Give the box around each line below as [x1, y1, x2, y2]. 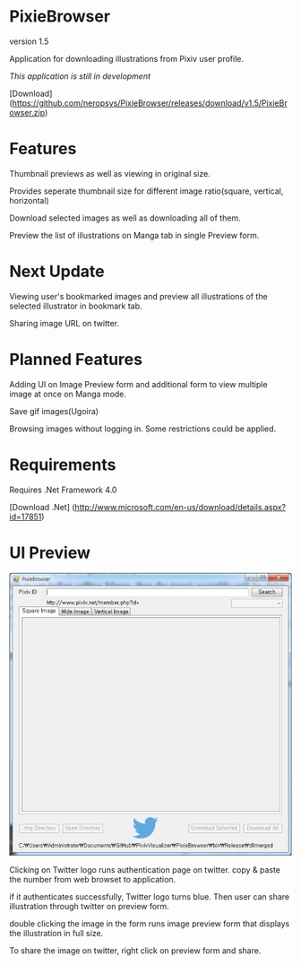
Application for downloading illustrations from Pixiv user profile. [9, 53, 245, 64]
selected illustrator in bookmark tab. [9, 300, 142, 311]
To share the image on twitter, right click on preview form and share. [9, 944, 262, 956]
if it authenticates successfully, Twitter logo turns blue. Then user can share [9, 891, 289, 902]
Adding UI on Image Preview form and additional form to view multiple [9, 378, 268, 389]
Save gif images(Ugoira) [9, 405, 99, 416]
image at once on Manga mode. [9, 388, 127, 399]
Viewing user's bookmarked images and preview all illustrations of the [9, 291, 268, 301]
